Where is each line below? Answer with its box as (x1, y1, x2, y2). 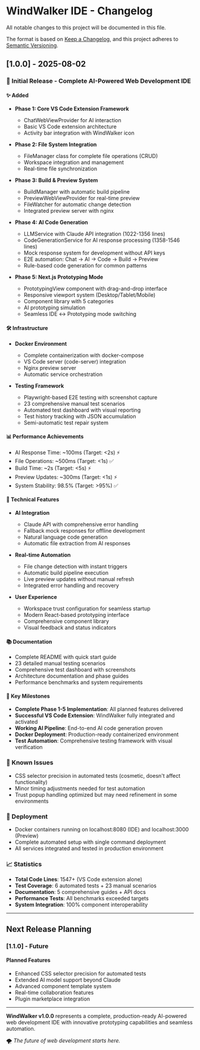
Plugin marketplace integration (14, 995, 90, 1002)
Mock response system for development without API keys (23, 249, 165, 257)
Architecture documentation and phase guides (14, 672, 129, 680)
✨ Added (6, 91, 29, 99)
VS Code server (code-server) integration (23, 358, 126, 365)
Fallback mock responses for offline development (23, 527, 145, 535)
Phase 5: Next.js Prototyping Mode (14, 274, 104, 281)
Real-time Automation (14, 551, 71, 558)
